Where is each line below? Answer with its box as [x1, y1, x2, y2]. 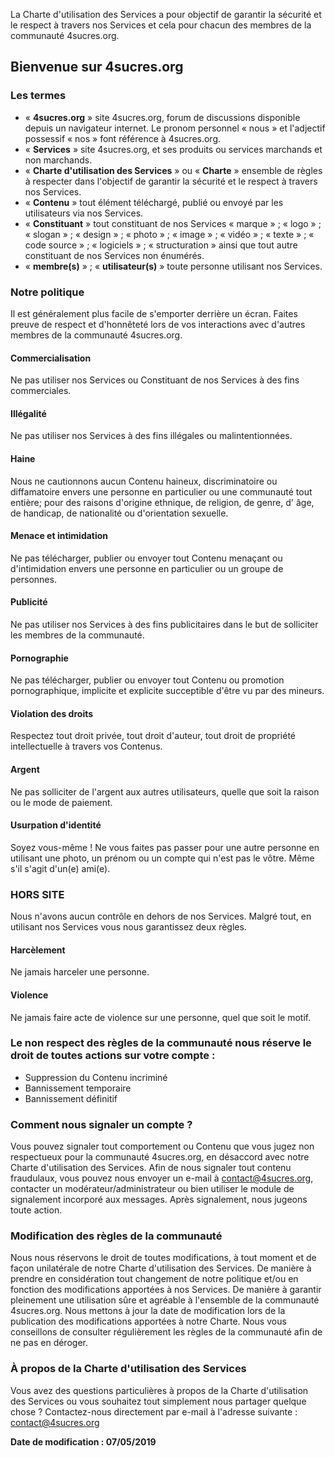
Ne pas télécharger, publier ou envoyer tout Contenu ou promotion [10, 674, 285, 686]
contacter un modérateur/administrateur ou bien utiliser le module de [10, 1183, 295, 1195]
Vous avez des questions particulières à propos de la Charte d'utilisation [10, 1384, 309, 1396]
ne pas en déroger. [10, 1337, 88, 1349]
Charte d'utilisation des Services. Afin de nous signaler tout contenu [10, 1162, 292, 1174]
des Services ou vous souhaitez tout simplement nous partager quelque [10, 1395, 307, 1407]
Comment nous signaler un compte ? [10, 1117, 193, 1131]
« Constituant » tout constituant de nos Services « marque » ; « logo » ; [24, 217, 322, 229]
